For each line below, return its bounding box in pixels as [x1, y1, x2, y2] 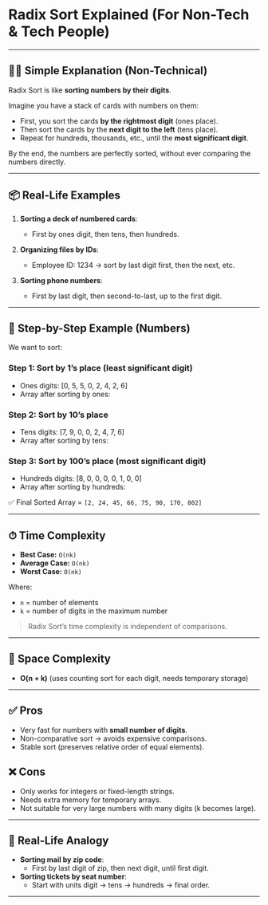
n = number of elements [19, 598, 99, 608]
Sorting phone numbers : [19, 275, 103, 285]
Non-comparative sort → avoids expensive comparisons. [19, 734, 207, 743]
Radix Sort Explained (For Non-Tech [8, 6, 250, 24]
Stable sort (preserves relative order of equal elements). [19, 742, 205, 751]
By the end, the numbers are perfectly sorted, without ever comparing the [8, 148, 251, 158]
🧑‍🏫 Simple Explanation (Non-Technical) [8, 64, 208, 77]
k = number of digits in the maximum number [19, 606, 168, 616]
